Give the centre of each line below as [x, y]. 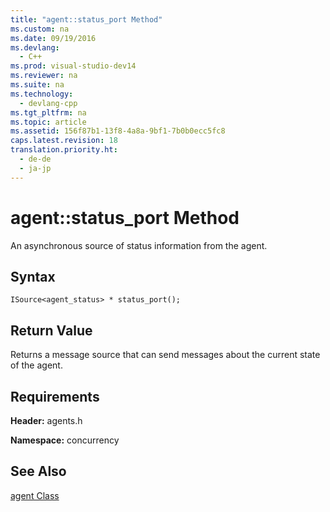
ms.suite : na [37, 85]
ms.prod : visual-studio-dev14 [73, 66]
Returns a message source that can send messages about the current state [165, 355]
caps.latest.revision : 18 [64, 141]
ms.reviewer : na [44, 76]
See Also [38, 471]
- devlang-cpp [48, 103]
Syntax [33, 276]
